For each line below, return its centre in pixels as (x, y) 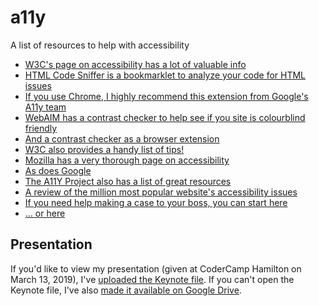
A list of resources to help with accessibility (100, 45)
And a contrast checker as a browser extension (122, 138)
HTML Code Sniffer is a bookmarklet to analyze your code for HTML (165, 75)
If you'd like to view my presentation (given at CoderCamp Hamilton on (156, 268)
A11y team (45, 107)
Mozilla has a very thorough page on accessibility (127, 160)
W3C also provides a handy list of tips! (104, 149)
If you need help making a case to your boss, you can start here (156, 202)
